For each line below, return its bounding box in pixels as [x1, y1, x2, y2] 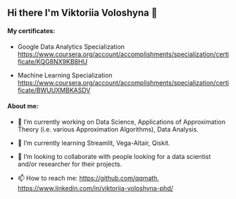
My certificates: [7, 26, 56, 35]
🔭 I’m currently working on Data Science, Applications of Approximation [17, 117, 226, 126]
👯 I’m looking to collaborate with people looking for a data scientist [17, 152, 211, 160]
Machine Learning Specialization [17, 71, 113, 79]
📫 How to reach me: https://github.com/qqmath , [17, 174, 160, 182]
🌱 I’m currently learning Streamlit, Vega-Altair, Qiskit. [17, 139, 170, 147]
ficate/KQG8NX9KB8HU [17, 57, 88, 65]
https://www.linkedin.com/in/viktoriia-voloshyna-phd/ [17, 184, 174, 192]
